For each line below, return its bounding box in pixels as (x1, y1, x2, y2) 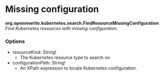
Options (5, 37, 25, 44)
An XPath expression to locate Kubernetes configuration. (19, 65, 137, 71)
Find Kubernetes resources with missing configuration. (5, 25, 118, 31)
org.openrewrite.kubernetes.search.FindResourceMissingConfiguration (5, 20, 159, 26)
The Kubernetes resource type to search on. (19, 54, 111, 60)
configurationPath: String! (12, 60, 66, 66)
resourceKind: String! (12, 49, 56, 55)
